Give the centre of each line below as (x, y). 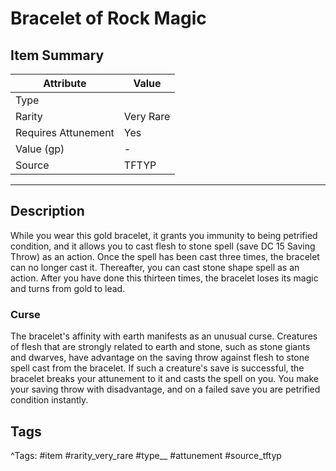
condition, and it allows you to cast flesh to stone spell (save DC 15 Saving (163, 246)
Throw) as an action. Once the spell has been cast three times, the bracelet (165, 256)
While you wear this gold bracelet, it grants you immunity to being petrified (164, 235)
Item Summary (57, 55)
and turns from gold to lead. (68, 288)
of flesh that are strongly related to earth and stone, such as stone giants (160, 347)
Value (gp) (40, 149)
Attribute (65, 83)
